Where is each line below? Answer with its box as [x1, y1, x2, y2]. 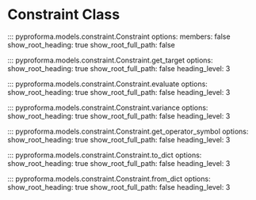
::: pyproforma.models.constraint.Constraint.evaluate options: [7, 79, 208, 89]
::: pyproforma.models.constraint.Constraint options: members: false [7, 32, 231, 41]
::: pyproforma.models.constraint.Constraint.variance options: [7, 103, 208, 112]
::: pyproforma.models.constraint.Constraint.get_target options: [7, 55, 213, 65]
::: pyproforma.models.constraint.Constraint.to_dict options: [7, 150, 202, 160]
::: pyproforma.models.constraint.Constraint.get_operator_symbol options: [7, 126, 249, 136]
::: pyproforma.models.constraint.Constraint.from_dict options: [7, 174, 211, 183]
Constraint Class [7, 6, 120, 24]
